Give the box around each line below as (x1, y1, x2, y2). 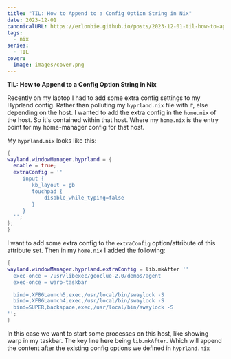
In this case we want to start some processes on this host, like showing (7, 329, 209, 338)
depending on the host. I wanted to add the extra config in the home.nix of (7, 108, 217, 116)
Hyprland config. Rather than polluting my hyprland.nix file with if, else (7, 101, 208, 109)
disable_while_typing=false (43, 194, 125, 201)
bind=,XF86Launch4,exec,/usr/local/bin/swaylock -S (13, 298, 165, 305)
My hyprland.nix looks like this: (7, 136, 97, 145)
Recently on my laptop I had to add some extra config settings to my (7, 94, 201, 102)
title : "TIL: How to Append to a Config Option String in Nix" (7, 10, 192, 17)
